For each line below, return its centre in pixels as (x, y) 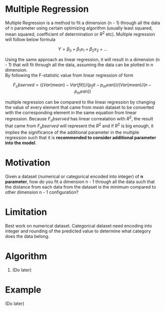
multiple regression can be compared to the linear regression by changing (80, 102)
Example (23, 290)
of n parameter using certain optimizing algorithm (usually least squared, (79, 28)
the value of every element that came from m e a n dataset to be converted (80, 107)
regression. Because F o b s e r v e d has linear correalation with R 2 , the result (79, 119)
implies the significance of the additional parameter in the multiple (72, 132)
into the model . (21, 143)
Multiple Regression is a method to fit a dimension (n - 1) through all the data (82, 23)
